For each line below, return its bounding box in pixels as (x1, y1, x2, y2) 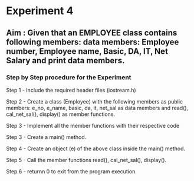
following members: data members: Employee (6, 37, 179, 47)
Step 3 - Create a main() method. (6, 133, 87, 140)
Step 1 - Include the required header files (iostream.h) (6, 86, 137, 93)
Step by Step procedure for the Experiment (6, 73, 131, 81)
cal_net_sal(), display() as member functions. (6, 111, 116, 118)
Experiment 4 (6, 4, 74, 18)
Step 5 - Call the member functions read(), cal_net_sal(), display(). (6, 156, 167, 163)
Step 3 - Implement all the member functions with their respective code (6, 122, 180, 129)
